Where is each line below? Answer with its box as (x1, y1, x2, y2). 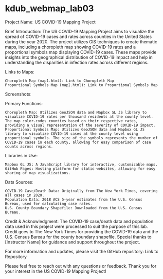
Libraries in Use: (5, 152, 38, 158)
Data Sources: (5, 179, 34, 185)
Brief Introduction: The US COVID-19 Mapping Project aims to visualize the (5, 28, 155, 34)
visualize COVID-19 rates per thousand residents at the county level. (5, 114, 153, 119)
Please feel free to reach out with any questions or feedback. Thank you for (5, 263, 157, 269)
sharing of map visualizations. (5, 170, 71, 175)
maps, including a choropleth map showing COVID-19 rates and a (5, 44, 136, 50)
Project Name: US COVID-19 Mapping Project (5, 19, 96, 25)
